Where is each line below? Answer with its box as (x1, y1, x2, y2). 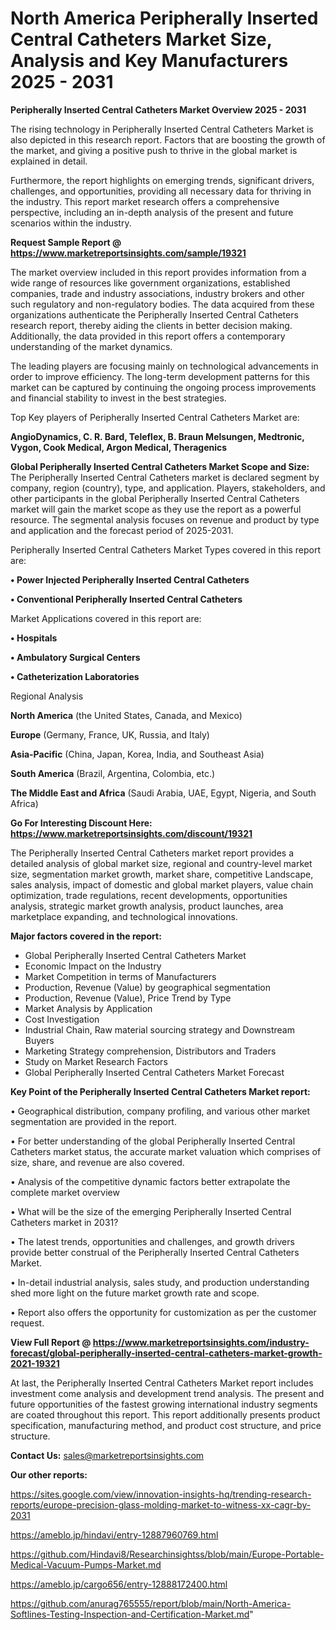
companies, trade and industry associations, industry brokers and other (10, 287, 305, 299)
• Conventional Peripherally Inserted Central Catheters (10, 593, 243, 605)
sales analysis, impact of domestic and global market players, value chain (10, 878, 314, 891)
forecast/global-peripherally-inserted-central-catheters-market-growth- (10, 1347, 323, 1359)
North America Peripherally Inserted (10, 7, 319, 30)
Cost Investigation (24, 1013, 100, 1025)
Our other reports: (10, 1468, 88, 1481)
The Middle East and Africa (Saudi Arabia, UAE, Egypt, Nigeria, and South (10, 787, 317, 799)
